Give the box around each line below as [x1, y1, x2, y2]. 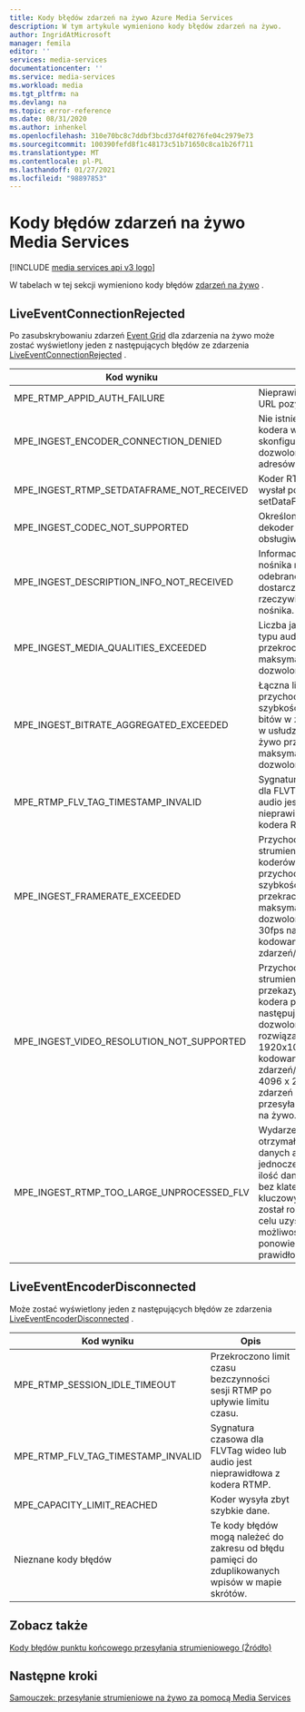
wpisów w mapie [210, 1576, 282, 1589]
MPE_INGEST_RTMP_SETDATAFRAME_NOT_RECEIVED [14, 484, 249, 496]
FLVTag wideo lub [210, 1444, 288, 1457]
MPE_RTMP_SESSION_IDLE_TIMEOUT [14, 1378, 177, 1391]
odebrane [258, 570, 300, 582]
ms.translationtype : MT [9, 148, 100, 157]
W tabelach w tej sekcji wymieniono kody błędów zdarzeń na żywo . [9, 280, 265, 290]
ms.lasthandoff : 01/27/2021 [9, 165, 116, 174]
